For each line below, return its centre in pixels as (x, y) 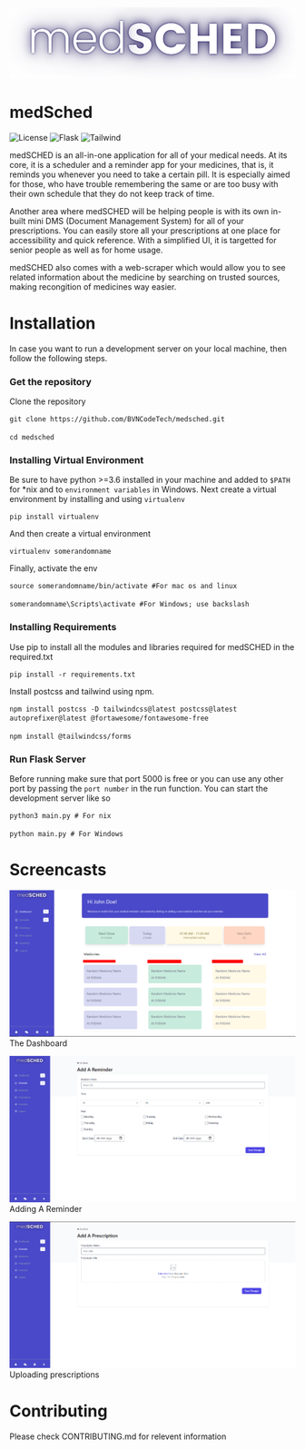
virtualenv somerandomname (60, 552)
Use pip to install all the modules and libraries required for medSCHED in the (152, 646)
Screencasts (58, 870)
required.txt (31, 656)
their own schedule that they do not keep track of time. (112, 193)
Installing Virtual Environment (77, 460)
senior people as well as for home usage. (86, 250)
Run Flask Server (48, 759)
